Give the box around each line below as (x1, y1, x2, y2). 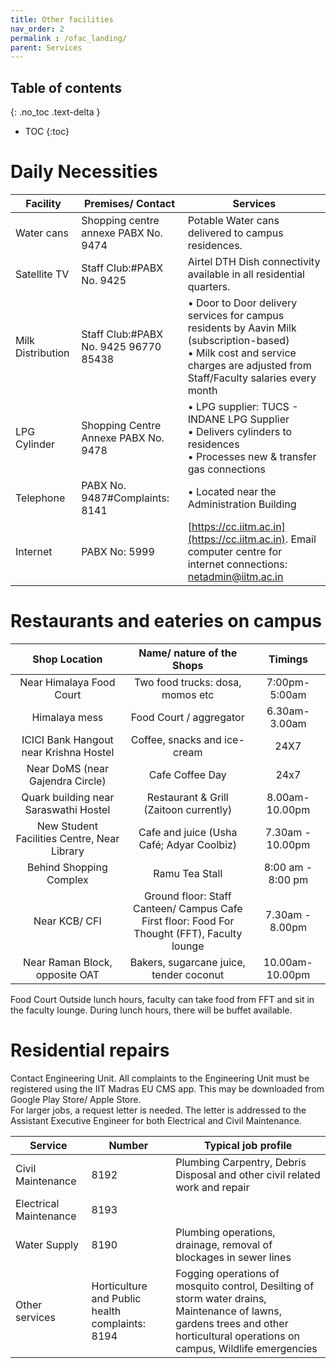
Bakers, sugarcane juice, (129, 955, 246, 969)
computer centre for (187, 545, 283, 558)
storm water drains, (175, 1291, 267, 1305)
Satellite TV (15, 267, 70, 281)
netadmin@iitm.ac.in (187, 570, 284, 583)
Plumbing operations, (175, 1225, 276, 1239)
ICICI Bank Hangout (21, 732, 114, 746)
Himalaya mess (31, 710, 104, 724)
